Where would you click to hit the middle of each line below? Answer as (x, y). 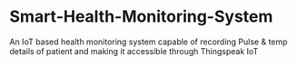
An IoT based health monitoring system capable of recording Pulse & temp (148, 42)
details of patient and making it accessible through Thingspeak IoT (134, 51)
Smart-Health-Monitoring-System (141, 17)
